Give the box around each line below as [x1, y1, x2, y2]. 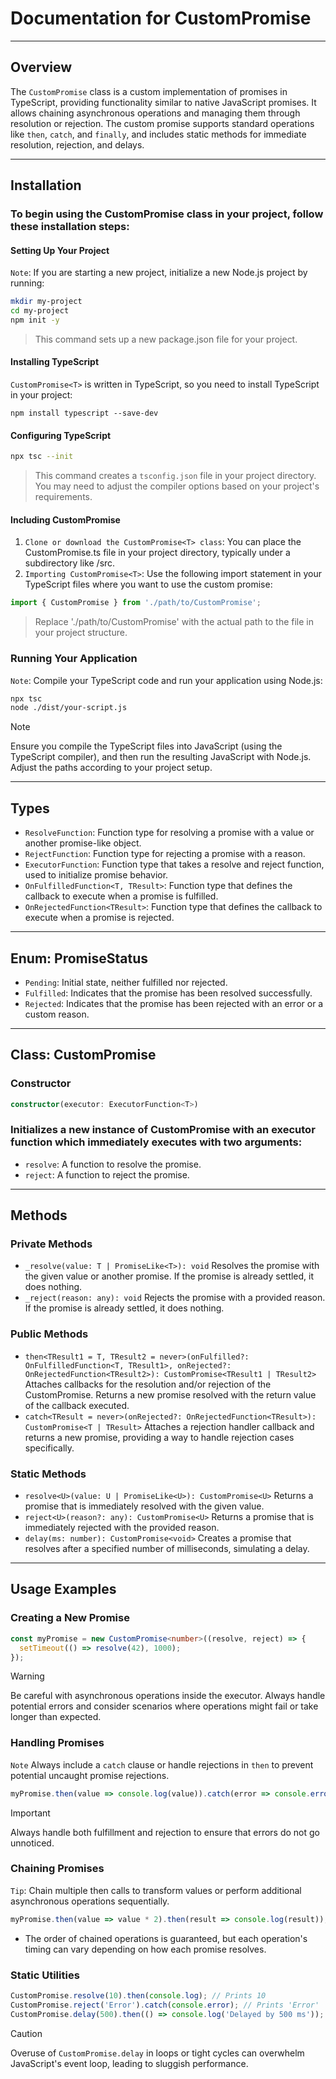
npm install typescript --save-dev [10, 408, 159, 419]
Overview [10, 59, 73, 76]
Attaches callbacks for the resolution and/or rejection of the [24, 1378, 272, 1390]
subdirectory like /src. [24, 557, 116, 569]
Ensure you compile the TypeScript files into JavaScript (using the [10, 740, 283, 752]
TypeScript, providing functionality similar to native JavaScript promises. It [10, 96, 317, 108]
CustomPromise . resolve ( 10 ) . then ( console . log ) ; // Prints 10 [10, 1991, 267, 2001]
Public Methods [10, 1327, 89, 1341]
